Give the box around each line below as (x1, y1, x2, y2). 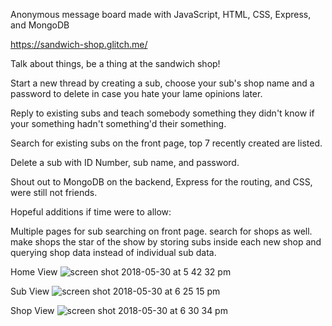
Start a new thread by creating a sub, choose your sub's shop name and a (10, 77, 315, 89)
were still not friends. (10, 187, 98, 198)
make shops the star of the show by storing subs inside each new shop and (10, 236, 322, 248)
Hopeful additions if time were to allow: (10, 206, 172, 218)
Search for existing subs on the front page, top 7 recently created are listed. (10, 137, 323, 149)
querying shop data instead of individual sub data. (10, 247, 217, 258)
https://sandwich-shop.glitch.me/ (10, 39, 148, 50)
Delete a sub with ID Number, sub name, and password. (10, 157, 240, 168)
